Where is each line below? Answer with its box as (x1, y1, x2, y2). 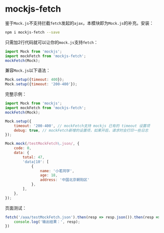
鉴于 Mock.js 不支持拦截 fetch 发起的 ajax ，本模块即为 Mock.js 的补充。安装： (5, 20, 154, 26)
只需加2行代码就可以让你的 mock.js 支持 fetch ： (5, 39, 99, 45)
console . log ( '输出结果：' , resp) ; (14, 219, 81, 224)
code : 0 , (14, 146, 32, 151)
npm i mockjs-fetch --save (5, 30, 60, 35)
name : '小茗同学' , (40, 168, 75, 174)
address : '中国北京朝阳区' (40, 177, 90, 182)
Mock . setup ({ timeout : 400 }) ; (5, 77, 64, 82)
